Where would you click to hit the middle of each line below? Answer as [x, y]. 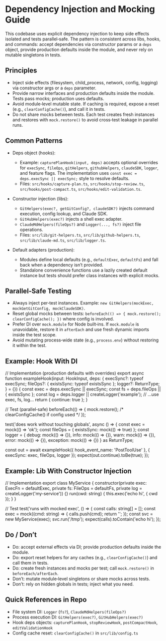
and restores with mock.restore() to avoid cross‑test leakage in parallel [85, 120]
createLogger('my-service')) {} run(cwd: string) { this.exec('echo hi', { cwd [82, 493]
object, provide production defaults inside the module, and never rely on [79, 49]
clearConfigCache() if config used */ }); [45, 415]
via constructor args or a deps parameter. [54, 88]
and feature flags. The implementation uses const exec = [78, 173]
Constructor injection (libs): [40, 199]
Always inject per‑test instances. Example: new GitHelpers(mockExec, [83, 303]
